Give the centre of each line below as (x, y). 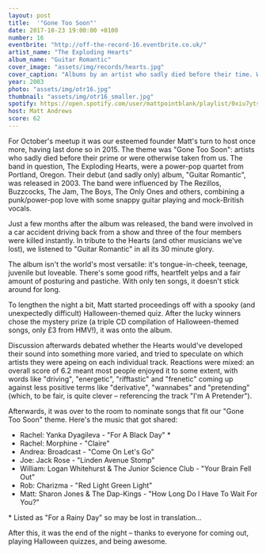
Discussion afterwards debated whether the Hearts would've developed (125, 345)
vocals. (20, 208)
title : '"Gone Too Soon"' (53, 23)
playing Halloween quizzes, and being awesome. (88, 541)
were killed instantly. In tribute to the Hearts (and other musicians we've (125, 240)
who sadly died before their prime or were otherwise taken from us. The (125, 157)
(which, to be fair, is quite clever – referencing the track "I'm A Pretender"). (130, 396)
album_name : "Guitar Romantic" (60, 60)
